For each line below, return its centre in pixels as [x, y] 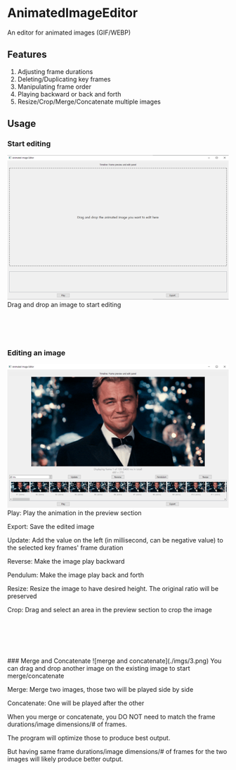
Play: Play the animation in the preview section [74, 513]
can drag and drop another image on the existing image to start [99, 669]
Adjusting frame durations [55, 71]
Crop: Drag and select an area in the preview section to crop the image [110, 610]
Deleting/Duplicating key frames [64, 79]
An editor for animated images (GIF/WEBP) [69, 32]
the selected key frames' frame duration [65, 548]
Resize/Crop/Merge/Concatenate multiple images [89, 101]
